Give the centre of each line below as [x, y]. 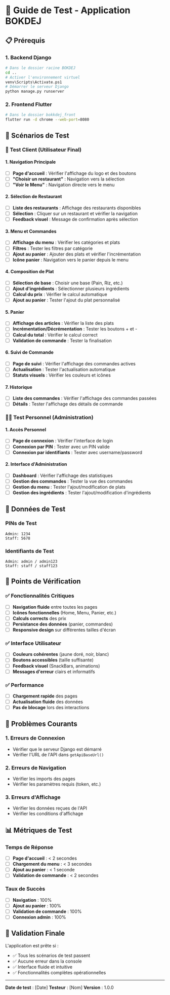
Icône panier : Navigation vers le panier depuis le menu [71, 260]
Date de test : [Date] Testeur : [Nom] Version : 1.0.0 [59, 987]
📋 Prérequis [25, 40]
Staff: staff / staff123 [31, 566]
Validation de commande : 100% [47, 911]
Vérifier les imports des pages [44, 779]
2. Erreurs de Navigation [36, 767]
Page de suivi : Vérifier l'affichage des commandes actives [74, 363]
